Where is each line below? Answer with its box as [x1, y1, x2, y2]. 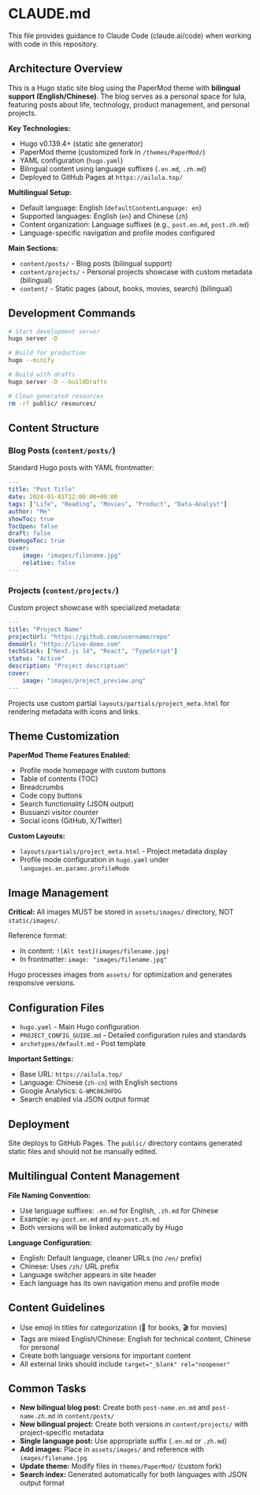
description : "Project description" [8, 662, 128, 671]
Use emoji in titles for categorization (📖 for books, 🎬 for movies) [19, 1322, 228, 1332]
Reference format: [8, 931, 67, 940]
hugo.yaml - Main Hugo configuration [19, 1022, 140, 1032]
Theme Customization [8, 730, 120, 743]
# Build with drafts [8, 371, 76, 379]
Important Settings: [8, 1054, 74, 1063]
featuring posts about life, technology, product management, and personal [8, 99, 250, 109]
